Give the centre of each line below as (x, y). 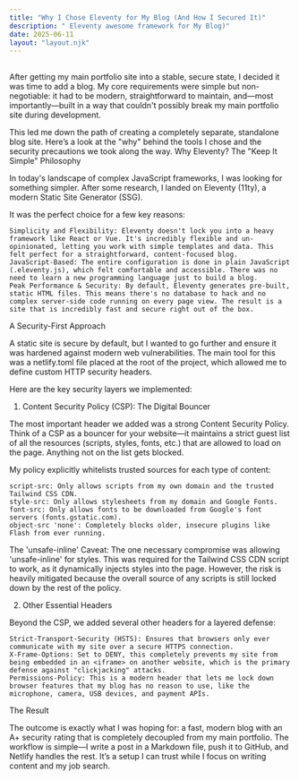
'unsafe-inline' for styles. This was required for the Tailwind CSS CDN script (149, 559)
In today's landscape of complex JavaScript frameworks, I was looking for (146, 178)
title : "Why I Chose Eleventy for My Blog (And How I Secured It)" (138, 17)
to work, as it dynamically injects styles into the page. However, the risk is (145, 569)
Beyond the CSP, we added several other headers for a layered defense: (142, 622)
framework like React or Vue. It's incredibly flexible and (124, 238)
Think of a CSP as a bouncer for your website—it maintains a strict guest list (150, 433)
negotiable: (30, 96)
